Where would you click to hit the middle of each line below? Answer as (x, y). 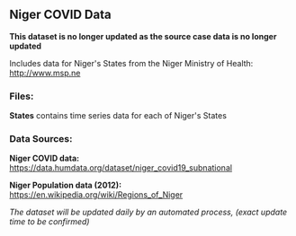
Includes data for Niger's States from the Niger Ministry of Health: (131, 63)
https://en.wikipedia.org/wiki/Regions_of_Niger (96, 195)
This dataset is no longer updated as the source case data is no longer (143, 36)
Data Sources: (41, 139)
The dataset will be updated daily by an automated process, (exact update (148, 212)
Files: (22, 96)
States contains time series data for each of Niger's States (118, 116)
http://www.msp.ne (45, 73)
